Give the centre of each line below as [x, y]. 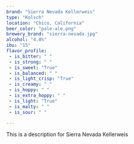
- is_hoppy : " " [29, 90]
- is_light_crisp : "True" [41, 79]
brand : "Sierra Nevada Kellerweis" [51, 12]
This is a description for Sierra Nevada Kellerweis [67, 134]
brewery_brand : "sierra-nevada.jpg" [52, 34]
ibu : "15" [19, 46]
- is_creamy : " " [30, 85]
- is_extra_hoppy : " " [37, 95]
